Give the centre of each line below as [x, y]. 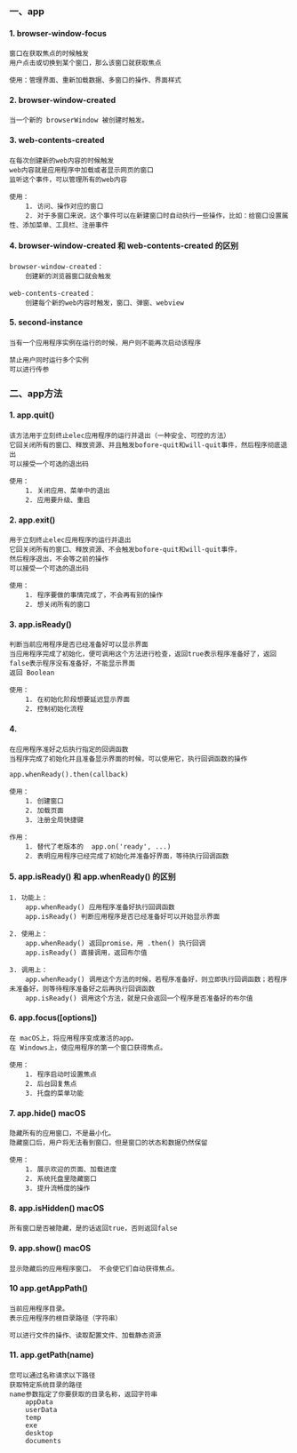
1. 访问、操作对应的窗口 [64, 206]
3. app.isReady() [40, 624]
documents [44, 1441]
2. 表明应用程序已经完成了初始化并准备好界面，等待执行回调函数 [127, 856]
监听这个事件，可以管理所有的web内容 [68, 180]
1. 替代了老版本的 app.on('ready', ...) [98, 846]
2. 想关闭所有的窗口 [58, 605]
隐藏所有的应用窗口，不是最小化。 [62, 1134]
